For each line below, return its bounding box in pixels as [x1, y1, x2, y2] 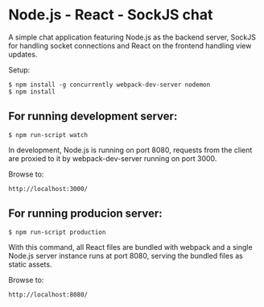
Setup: [8, 64, 31, 74]
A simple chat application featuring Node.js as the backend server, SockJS [8, 32, 256, 42]
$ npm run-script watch [8, 131, 89, 139]
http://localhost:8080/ [8, 290, 89, 299]
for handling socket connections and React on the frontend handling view [8, 40, 252, 50]
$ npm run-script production [8, 228, 106, 236]
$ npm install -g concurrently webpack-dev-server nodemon [8, 81, 211, 89]
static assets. [8, 259, 52, 269]
